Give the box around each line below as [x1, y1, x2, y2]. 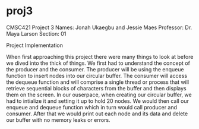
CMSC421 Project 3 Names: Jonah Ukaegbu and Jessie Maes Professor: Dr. [6, 24, 192, 31]
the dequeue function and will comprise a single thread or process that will [6, 78, 189, 86]
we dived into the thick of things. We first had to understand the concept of [6, 59, 190, 67]
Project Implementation [6, 42, 64, 49]
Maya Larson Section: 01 [6, 30, 67, 37]
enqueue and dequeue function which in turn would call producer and [6, 103, 177, 111]
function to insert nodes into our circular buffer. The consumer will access [6, 72, 188, 79]
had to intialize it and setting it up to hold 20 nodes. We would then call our [6, 97, 189, 105]
